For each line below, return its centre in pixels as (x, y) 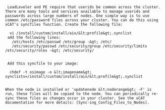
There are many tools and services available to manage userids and (77, 11)
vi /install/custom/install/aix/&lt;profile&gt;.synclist (71, 33)
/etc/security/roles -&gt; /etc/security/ (50, 51)
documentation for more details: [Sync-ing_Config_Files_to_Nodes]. (77, 103)
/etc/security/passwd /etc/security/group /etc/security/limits (80, 46)
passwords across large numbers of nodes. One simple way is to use (77, 16)
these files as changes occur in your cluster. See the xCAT (81, 98)
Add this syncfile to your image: (43, 63)
